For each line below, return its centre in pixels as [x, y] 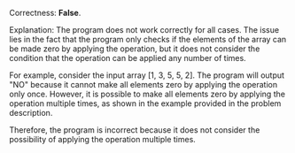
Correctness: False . [45, 13]
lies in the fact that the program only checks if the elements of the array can [148, 39]
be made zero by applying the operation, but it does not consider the [135, 49]
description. [31, 113]
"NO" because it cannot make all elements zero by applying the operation [143, 84]
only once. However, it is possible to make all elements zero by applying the [147, 94]
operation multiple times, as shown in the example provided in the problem [145, 103]
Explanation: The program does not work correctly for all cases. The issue [144, 30]
